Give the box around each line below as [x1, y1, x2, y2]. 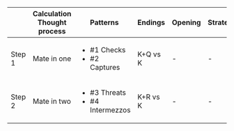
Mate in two [32, 97, 72, 106]
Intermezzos [90, 105, 131, 114]
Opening [171, 17, 201, 27]
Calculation [32, 9, 72, 18]
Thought [37, 17, 67, 27]
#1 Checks [90, 45, 126, 54]
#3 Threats [90, 88, 127, 97]
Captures [90, 63, 120, 72]
